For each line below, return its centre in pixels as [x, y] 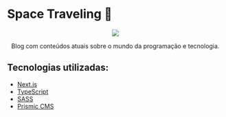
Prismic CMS [35, 106]
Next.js [27, 84]
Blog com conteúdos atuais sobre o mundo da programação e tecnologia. [115, 46]
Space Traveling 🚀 [60, 14]
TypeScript [33, 92]
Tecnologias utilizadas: [58, 68]
